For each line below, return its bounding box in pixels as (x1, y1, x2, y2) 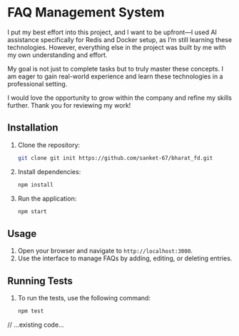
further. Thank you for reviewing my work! (7, 101, 131, 109)
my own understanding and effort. (7, 51, 108, 59)
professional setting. (7, 79, 68, 88)
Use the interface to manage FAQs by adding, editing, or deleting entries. (17, 254, 233, 263)
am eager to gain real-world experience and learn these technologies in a (7, 72, 223, 81)
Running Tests (7, 275, 73, 287)
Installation (7, 122, 59, 134)
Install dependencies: (17, 167, 81, 175)
